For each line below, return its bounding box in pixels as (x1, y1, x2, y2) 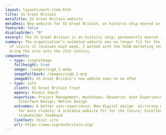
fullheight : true (14, 62, 50, 67)
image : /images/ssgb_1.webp (14, 67, 72, 72)
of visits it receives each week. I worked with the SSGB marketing (9, 44, 154, 49)
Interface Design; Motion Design (18, 99, 87, 104)
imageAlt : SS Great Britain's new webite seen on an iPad (14, 76, 136, 81)
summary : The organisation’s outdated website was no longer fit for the (5, 40, 161, 45)
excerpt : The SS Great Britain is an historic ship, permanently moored (5, 35, 158, 40)
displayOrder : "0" (5, 30, 43, 35)
